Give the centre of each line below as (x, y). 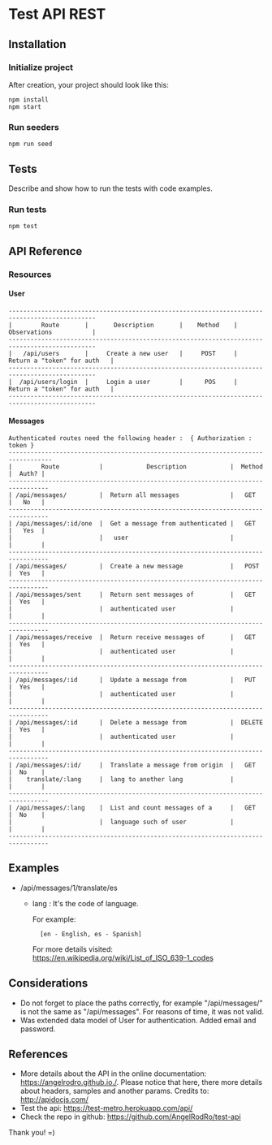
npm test (23, 227)
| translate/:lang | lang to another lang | (121, 780)
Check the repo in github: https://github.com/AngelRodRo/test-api (130, 1117)
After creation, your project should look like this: (89, 84)
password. (38, 1029)
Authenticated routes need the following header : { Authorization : (130, 439)
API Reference (45, 251)
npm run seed (30, 144)
